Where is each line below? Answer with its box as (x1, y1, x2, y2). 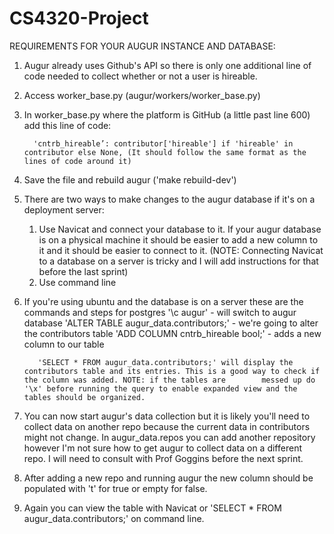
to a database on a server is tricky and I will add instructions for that (38, 255, 319, 267)
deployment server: (23, 203, 105, 216)
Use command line (38, 276, 117, 288)
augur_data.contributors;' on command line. (23, 512, 205, 524)
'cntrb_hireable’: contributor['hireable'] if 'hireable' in (33, 138, 294, 149)
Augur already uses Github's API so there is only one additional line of (23, 59, 312, 71)
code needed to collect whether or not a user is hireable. (23, 70, 258, 82)
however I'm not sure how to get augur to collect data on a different (23, 442, 302, 454)
